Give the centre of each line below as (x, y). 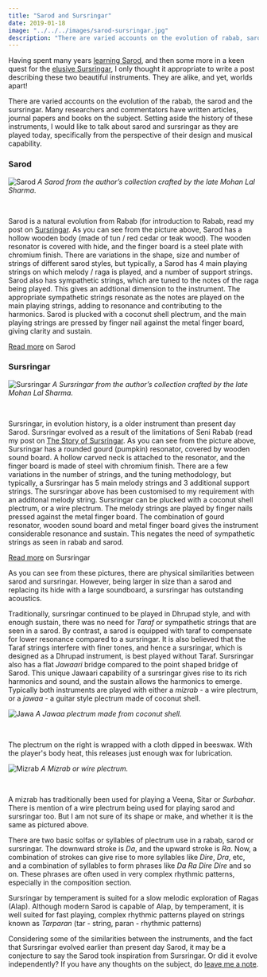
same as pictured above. (48, 824)
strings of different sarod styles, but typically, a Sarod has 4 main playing (128, 263)
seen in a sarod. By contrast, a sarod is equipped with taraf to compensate (130, 631)
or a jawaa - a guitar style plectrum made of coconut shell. (104, 698)
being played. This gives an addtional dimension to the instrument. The (124, 288)
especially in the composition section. (70, 882)
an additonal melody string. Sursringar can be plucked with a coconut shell (131, 499)
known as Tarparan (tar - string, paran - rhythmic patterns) (105, 923)
